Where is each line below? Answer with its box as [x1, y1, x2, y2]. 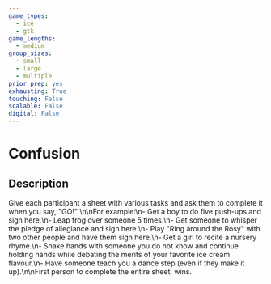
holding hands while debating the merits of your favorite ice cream [8, 250, 231, 259]
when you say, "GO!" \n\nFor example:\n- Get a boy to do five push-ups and [8, 207, 261, 216]
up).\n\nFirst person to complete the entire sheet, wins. [8, 267, 193, 276]
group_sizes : [8, 49, 53, 57]
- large [15, 65, 42, 73]
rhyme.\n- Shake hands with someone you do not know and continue [8, 241, 239, 251]
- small [15, 57, 42, 66]
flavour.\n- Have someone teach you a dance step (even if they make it [8, 258, 245, 268]
